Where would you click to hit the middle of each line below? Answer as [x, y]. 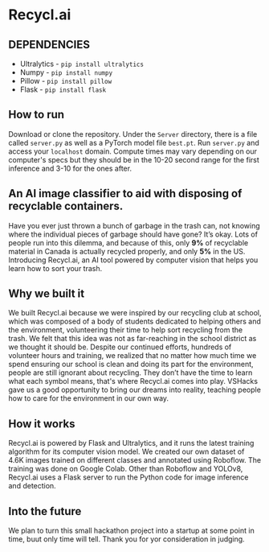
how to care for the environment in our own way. [89, 398]
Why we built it [47, 294]
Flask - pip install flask [63, 89]
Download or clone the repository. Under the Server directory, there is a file [133, 134]
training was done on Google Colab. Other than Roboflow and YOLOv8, [126, 469]
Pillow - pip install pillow [66, 81]
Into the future [45, 511]
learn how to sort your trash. [55, 268]
